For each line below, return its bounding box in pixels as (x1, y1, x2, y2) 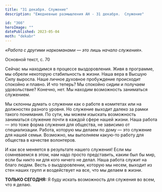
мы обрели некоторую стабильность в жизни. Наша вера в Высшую (5, 71, 147, 77)
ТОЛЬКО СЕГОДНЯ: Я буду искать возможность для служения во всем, (5, 176, 155, 182)
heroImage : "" (5, 25, 34, 30)
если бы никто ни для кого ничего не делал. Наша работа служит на (5, 157, 147, 162)
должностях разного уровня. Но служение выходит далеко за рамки (5, 106, 148, 112)
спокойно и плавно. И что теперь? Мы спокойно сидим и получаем (5, 81, 145, 87)
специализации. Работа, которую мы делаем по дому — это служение (5, 127, 152, 132)
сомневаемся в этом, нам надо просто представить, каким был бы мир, (5, 152, 156, 158)
